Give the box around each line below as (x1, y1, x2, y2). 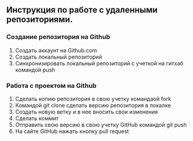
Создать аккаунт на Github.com (15, 46, 97, 54)
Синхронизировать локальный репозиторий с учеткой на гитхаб (15, 59, 184, 67)
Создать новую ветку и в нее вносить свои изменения (15, 108, 158, 115)
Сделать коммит (15, 114, 59, 121)
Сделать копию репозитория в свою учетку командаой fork (15, 95, 172, 103)
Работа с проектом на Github (6, 81, 97, 90)
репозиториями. (6, 15, 73, 25)
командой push (15, 66, 55, 73)
